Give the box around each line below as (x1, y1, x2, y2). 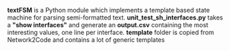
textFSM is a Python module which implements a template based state (7, 6, 210, 14)
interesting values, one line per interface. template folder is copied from (7, 28, 215, 36)
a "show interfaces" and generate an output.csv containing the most (7, 21, 209, 29)
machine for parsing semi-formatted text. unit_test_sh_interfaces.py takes (7, 13, 223, 22)
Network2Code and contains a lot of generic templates (7, 36, 165, 44)
